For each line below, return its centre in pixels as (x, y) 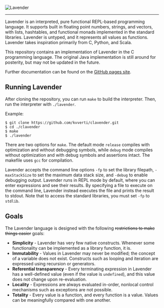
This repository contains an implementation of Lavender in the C (70, 52)
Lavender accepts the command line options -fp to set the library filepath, (80, 169)
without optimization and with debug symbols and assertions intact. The (78, 155)
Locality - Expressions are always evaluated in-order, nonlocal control (83, 284)
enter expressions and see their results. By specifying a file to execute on (79, 185)
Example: (14, 114)
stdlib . (12, 201)
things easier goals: (25, 233)
